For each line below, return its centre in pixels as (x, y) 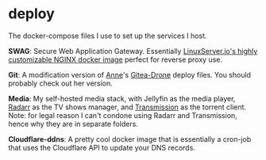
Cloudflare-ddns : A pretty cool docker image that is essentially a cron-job (130, 139)
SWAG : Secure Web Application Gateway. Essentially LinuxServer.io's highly (133, 51)
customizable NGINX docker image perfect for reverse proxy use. (116, 59)
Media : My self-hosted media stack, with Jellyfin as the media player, (122, 98)
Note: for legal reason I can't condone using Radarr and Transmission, (123, 115)
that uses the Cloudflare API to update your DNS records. (102, 147)
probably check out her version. (60, 83)
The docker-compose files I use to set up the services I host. (108, 36)
